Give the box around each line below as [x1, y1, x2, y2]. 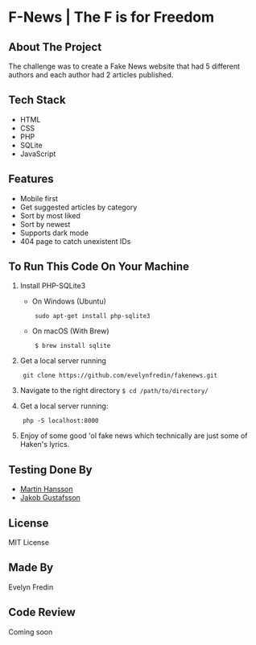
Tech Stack [8, 93, 66, 107]
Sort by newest [19, 219, 71, 229]
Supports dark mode [19, 228, 89, 238]
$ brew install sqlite [35, 342, 111, 350]
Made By [8, 560, 54, 575]
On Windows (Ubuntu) [31, 296, 107, 306]
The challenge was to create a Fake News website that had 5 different [8, 61, 240, 71]
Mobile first [19, 193, 59, 203]
